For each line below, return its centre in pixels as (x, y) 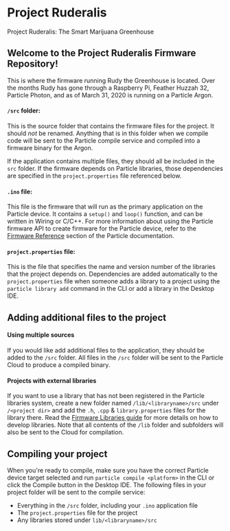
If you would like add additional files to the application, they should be (106, 350)
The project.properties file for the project (77, 512)
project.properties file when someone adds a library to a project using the (114, 281)
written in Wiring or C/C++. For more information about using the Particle (110, 222)
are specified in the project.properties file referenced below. (94, 176)
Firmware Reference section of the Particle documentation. (91, 236)
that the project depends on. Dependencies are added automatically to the (112, 274)
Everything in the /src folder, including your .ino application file (107, 505)
